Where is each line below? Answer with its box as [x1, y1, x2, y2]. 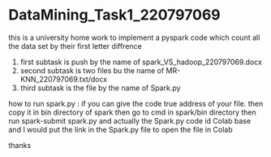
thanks [8, 140, 32, 150]
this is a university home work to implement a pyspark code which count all [8, 33, 260, 42]
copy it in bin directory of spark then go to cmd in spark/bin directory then [8, 107, 257, 117]
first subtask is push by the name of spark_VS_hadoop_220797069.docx [19, 57, 262, 67]
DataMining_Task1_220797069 [8, 6, 221, 24]
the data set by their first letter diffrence [8, 41, 142, 50]
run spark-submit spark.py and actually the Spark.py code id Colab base [8, 116, 252, 125]
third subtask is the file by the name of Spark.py [19, 83, 181, 93]
